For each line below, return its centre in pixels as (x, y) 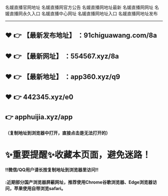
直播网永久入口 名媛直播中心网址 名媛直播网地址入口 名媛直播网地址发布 (83, 13)
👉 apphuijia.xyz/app (39, 117)
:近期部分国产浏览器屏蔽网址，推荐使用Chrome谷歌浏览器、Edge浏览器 (79, 182)
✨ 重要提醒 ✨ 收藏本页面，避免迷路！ (78, 155)
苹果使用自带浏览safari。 (40, 188)
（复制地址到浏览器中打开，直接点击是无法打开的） (58, 133)
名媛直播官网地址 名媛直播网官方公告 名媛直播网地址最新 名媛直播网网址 (79, 7)
